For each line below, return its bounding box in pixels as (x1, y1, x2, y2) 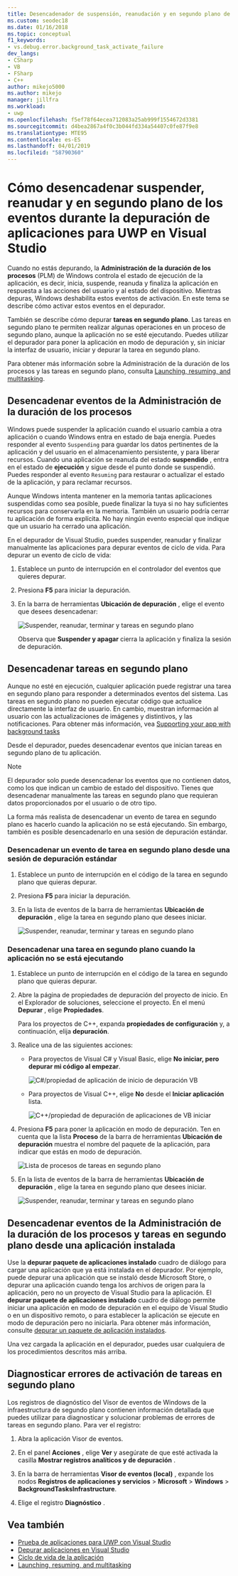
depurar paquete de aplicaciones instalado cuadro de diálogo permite (7, 1295, 216, 1304)
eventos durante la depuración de (7, 210, 210, 226)
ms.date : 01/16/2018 (7, 23, 69, 31)
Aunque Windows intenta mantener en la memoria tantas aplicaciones (7, 491, 212, 500)
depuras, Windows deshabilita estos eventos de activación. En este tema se (7, 294, 229, 302)
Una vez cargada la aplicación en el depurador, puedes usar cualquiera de (7, 1339, 225, 1348)
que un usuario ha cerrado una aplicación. (7, 522, 131, 530)
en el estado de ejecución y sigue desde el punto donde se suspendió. (7, 463, 215, 471)
